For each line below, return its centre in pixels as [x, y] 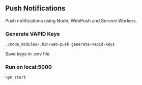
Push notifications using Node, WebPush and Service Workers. [71, 20]
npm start [16, 78]
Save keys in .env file [27, 54]
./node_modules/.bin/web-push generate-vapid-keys [60, 45]
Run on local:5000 [29, 67]
